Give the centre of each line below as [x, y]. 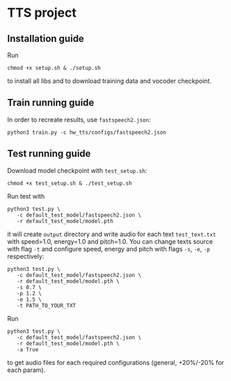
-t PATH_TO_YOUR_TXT [46, 305]
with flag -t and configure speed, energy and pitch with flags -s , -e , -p [109, 249]
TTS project [42, 13]
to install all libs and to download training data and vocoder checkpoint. [110, 81]
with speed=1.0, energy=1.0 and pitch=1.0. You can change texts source [110, 241]
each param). [26, 370]
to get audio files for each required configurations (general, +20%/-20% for [116, 362]
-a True [27, 350]
